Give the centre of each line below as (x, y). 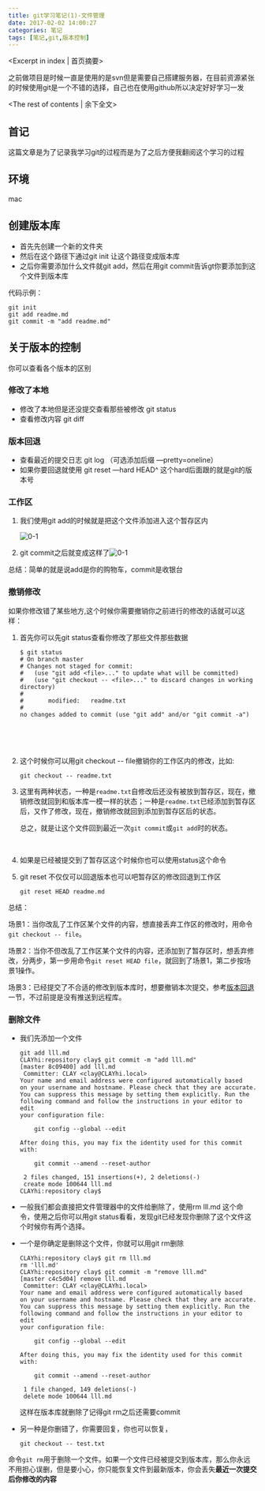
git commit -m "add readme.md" (60, 321)
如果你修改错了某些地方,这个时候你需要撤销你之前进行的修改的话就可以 (123, 611)
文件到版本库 (47, 275)
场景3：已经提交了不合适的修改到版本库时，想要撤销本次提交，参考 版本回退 (131, 987)
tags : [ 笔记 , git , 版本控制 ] (49, 37)
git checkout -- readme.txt (65, 775)
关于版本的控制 (45, 348)
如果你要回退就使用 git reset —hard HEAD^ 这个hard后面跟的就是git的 (132, 470)
